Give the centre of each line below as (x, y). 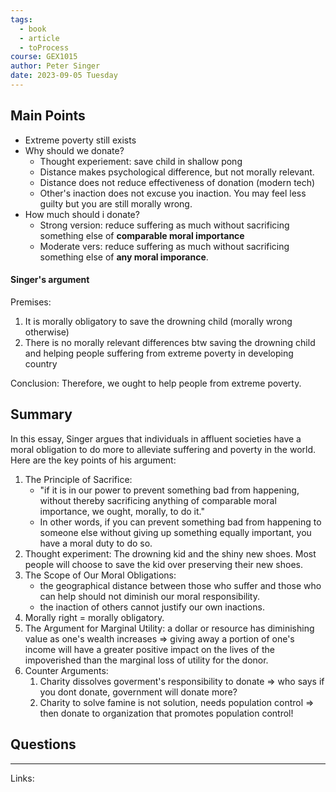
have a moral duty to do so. (96, 543)
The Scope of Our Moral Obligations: (100, 575)
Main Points (48, 116)
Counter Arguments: (66, 670)
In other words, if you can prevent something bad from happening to (180, 522)
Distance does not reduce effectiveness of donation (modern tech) (177, 182)
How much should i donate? (82, 214)
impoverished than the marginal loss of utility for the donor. (146, 660)
